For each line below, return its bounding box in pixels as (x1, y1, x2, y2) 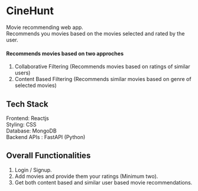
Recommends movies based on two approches (6, 50, 124, 57)
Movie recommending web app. (6, 24, 84, 31)
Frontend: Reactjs (6, 114, 49, 122)
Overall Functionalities (6, 151, 91, 161)
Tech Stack (6, 99, 48, 109)
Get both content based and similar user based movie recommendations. (14, 179, 193, 186)
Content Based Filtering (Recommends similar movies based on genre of (14, 76, 191, 83)
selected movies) (14, 82, 57, 89)
